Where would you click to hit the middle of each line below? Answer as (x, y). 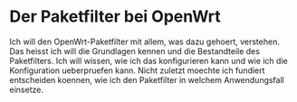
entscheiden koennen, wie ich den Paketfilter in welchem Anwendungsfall (147, 79)
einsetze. (26, 89)
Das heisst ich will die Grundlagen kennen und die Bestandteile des (135, 51)
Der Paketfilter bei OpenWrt (115, 17)
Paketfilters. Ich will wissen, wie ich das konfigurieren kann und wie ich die (148, 60)
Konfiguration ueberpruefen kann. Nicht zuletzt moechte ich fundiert (137, 70)
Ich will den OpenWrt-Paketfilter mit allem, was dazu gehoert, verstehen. (145, 42)
